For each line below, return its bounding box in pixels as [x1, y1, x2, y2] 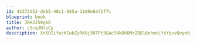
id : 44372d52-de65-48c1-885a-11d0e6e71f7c [6, 8, 111, 15]
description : [6, 30, 38, 36]
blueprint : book [6, 14, 46, 20]
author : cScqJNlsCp [6, 25, 54, 31]
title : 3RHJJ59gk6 [6, 19, 51, 25]
